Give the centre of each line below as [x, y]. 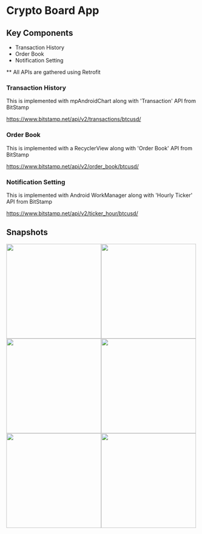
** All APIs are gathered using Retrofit [54, 72]
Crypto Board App [53, 11]
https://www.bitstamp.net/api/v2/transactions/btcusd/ [74, 119]
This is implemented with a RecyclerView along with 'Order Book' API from [99, 148]
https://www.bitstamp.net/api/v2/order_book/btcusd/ [73, 166]
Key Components [40, 33]
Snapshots [27, 232]
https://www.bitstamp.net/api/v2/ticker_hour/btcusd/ [72, 213]
